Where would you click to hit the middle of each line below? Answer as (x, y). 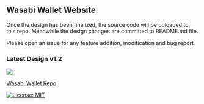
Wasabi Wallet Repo (31, 83)
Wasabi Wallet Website (51, 10)
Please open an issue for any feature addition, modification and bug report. (101, 43)
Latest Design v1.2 (34, 58)
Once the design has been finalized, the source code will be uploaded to (97, 24)
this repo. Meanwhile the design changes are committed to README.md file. (102, 31)
